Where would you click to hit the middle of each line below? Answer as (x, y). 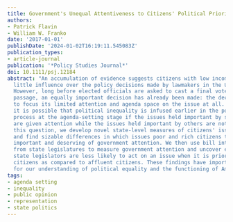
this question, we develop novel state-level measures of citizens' (114, 130)
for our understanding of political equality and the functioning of (116, 169)
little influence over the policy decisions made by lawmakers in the (118, 85)
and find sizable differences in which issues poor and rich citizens (118, 136)
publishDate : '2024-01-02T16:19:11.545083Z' (72, 46)
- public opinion (32, 195)
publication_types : (35, 53)
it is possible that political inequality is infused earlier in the (116, 111)
